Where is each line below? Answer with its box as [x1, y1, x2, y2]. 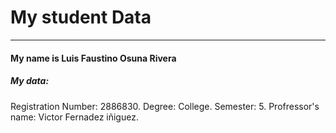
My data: [10, 75, 50, 87]
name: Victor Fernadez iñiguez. [10, 111, 139, 123]
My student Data [10, 6, 152, 29]
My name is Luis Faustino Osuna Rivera [10, 52, 177, 64]
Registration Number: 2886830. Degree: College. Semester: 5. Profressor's [10, 100, 320, 112]
